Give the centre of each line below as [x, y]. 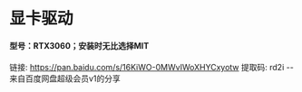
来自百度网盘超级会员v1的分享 [65, 78]
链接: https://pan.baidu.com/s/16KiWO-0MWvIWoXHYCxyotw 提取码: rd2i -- [152, 68]
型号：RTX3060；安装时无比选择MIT [79, 45]
